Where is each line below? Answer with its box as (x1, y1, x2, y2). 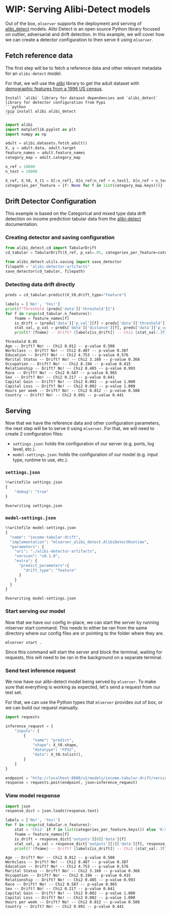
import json (5, 804, 31, 809)
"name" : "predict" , (32, 738, 74, 743)
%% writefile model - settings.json (5, 525, 76, 530)
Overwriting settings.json (5, 503, 63, 508)
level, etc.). (12, 446, 36, 452)
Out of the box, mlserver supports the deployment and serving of (5, 20, 142, 26)
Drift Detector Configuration (5, 197, 97, 206)
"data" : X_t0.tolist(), (32, 752, 83, 757)
